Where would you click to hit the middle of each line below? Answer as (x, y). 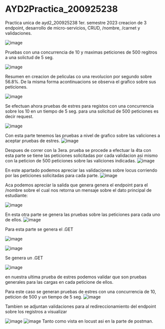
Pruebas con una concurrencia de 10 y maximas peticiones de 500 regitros (81, 52)
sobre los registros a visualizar (36, 311)
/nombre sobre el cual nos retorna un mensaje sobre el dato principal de (78, 190)
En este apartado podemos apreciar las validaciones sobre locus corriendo (81, 170)
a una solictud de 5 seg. (30, 57)
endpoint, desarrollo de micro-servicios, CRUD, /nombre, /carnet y (73, 28)
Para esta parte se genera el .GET (39, 229)
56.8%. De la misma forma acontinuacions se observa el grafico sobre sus (81, 82)
